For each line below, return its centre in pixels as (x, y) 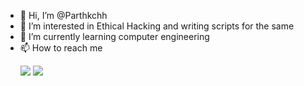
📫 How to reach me (61, 48)
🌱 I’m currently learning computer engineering (114, 36)
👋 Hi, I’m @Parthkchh (63, 15)
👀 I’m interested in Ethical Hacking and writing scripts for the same (157, 26)
